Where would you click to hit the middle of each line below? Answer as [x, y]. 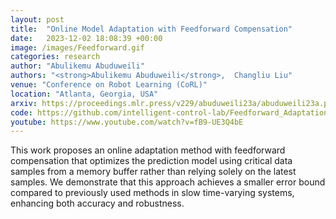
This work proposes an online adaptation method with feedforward [148, 150]
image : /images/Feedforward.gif [77, 47]
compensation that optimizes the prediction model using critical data [151, 161]
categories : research [55, 57]
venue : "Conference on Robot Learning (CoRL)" [109, 85]
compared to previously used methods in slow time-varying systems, [152, 193]
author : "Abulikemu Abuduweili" [77, 66]
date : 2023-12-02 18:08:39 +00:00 [86, 38]
